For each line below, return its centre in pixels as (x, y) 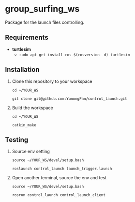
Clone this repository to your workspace (52, 81)
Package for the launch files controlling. (45, 22)
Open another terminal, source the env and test (59, 178)
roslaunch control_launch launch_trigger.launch (62, 169)
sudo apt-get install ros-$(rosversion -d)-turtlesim (75, 55)
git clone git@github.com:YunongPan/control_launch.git (69, 99)
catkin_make (24, 125)
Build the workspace (32, 108)
